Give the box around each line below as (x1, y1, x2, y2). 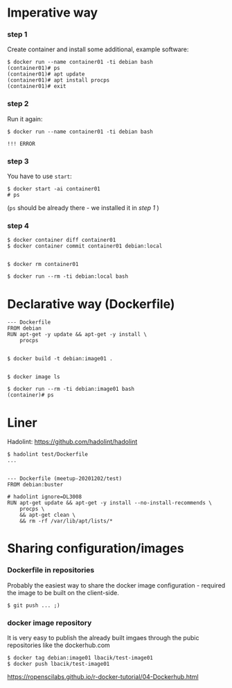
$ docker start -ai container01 (7, 186, 100, 193)
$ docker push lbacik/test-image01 (7, 660, 110, 668)
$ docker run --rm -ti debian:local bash (7, 273, 129, 280)
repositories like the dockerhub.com (7, 641, 111, 649)
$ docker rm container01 (7, 261, 79, 268)
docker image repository (7, 618, 92, 628)
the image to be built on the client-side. (7, 588, 120, 597)
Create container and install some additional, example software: (7, 45, 189, 53)
